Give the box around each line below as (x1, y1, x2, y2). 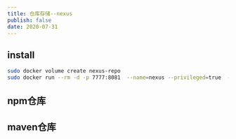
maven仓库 (7, 121, 56, 133)
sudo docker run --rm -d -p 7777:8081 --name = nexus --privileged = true (7, 74, 221, 81)
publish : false (7, 17, 52, 24)
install (7, 49, 35, 61)
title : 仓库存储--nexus (7, 10, 72, 17)
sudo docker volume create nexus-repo (7, 68, 121, 75)
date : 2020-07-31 (7, 23, 58, 30)
